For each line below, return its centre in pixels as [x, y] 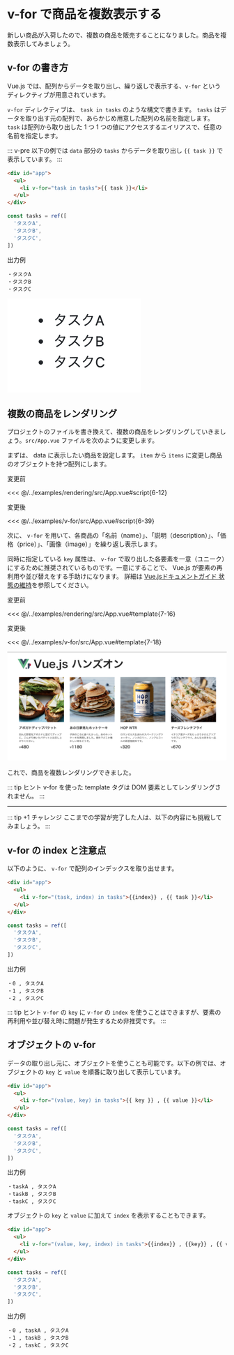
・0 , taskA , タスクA [38, 1331]
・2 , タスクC [25, 998]
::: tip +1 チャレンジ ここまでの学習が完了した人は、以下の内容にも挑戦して [115, 817]
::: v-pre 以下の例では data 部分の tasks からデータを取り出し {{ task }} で [115, 150]
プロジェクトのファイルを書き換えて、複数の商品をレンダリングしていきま [114, 432]
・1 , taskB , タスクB [38, 1338]
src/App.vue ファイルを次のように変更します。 [92, 441]
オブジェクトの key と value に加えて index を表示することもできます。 [109, 1216]
